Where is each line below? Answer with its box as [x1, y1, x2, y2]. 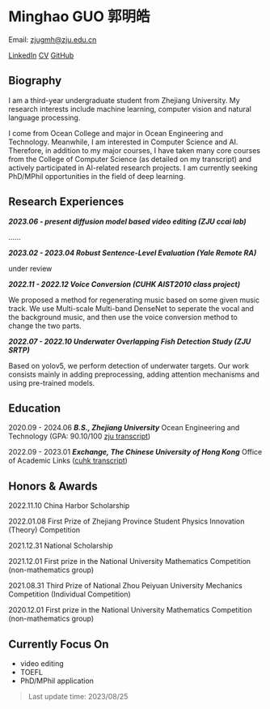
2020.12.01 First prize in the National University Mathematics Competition [8, 605, 252, 615]
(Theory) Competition [8, 525, 81, 535]
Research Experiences [8, 195, 124, 209]
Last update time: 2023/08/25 [27, 692, 129, 701]
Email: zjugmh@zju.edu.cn [8, 34, 97, 45]
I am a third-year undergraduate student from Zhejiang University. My [8, 95, 240, 105]
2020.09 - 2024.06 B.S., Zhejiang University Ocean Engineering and [8, 423, 240, 433]
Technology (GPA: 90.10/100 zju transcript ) [8, 431, 151, 442]
